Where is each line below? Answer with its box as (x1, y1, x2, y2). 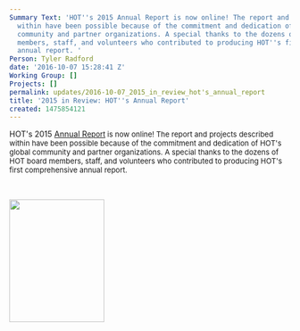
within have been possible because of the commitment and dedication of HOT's (9, 138, 282, 148)
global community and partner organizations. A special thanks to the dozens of (9, 147, 279, 157)
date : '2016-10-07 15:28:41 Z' (9, 63, 126, 72)
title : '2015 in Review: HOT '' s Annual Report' (9, 95, 190, 105)
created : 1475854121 (9, 104, 87, 113)
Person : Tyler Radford (9, 54, 94, 63)
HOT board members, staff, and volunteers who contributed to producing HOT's (9, 156, 283, 166)
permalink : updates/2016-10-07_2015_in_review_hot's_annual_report (9, 87, 266, 96)
